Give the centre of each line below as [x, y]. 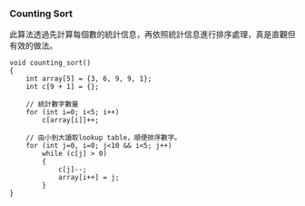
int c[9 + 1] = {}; [63, 87]
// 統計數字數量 [52, 104]
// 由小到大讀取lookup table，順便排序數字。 [103, 138]
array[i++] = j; [89, 178]
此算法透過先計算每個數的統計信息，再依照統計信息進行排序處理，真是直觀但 [152, 34]
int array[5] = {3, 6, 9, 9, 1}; [89, 79]
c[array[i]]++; [71, 121]
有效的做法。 [33, 46]
